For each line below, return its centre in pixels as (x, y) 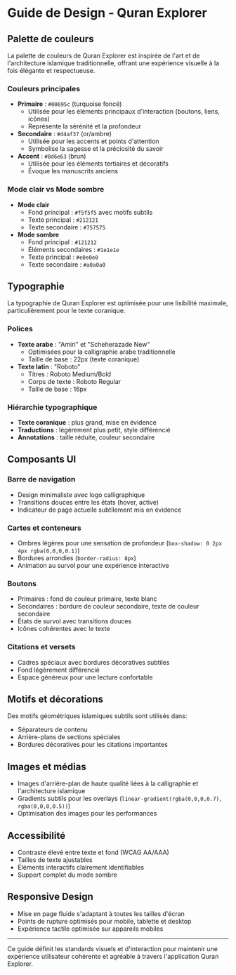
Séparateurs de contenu (52, 730)
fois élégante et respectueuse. (51, 71)
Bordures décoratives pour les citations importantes (93, 745)
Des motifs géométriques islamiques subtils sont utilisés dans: (97, 716)
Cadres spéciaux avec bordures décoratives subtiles (93, 662)
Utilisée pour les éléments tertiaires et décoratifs (98, 164)
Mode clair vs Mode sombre (56, 190)
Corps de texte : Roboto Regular (74, 381)
